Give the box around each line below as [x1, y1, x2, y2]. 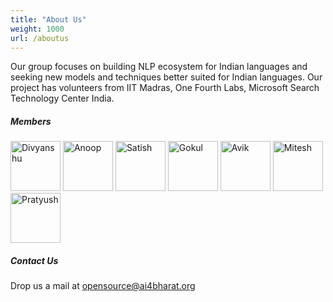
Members [10, 115, 52, 127]
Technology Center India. [10, 92, 115, 105]
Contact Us [10, 254, 59, 266]
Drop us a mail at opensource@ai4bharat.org [10, 280, 196, 292]
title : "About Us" [10, 14, 87, 25]
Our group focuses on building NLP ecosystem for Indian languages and [10, 61, 308, 73]
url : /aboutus [10, 33, 70, 43]
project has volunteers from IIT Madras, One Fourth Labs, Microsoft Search [10, 82, 320, 94]
